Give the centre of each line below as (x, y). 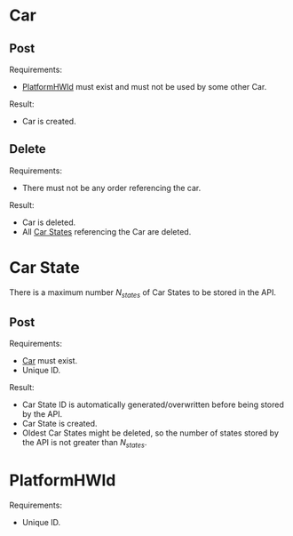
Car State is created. (59, 424)
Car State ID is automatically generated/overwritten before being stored (153, 404)
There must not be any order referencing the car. (111, 188)
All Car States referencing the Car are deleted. (107, 231)
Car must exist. (50, 361)
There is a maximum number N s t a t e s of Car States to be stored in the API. (143, 293)
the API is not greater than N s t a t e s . (84, 444)
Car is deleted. (49, 222)
